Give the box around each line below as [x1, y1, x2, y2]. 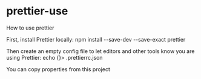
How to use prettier [6, 24, 54, 31]
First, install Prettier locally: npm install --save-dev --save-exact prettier [6, 36, 186, 43]
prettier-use [6, 4, 68, 18]
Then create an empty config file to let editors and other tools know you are [6, 47, 195, 55]
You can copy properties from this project [6, 65, 110, 73]
